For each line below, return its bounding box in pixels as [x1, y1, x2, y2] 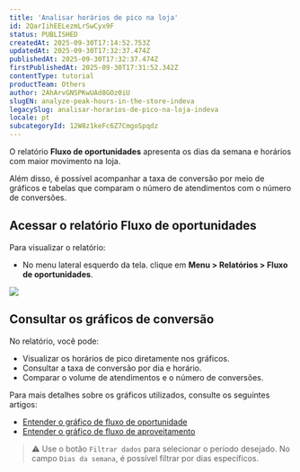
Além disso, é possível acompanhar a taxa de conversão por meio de [9, 173, 265, 184]
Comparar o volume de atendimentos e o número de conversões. [22, 371, 264, 382]
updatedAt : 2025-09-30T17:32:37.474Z [9, 47, 151, 56]
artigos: [9, 398, 38, 409]
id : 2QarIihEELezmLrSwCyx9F [9, 22, 115, 31]
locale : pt [9, 113, 50, 122]
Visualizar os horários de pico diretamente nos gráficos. [22, 353, 230, 363]
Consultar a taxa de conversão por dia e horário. [22, 363, 202, 373]
